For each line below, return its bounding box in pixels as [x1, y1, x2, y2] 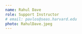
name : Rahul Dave [5, 7, 41, 12]
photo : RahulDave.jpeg [5, 21, 52, 26]
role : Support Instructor [5, 12, 59, 17]
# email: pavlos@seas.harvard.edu [5, 16, 77, 21]
